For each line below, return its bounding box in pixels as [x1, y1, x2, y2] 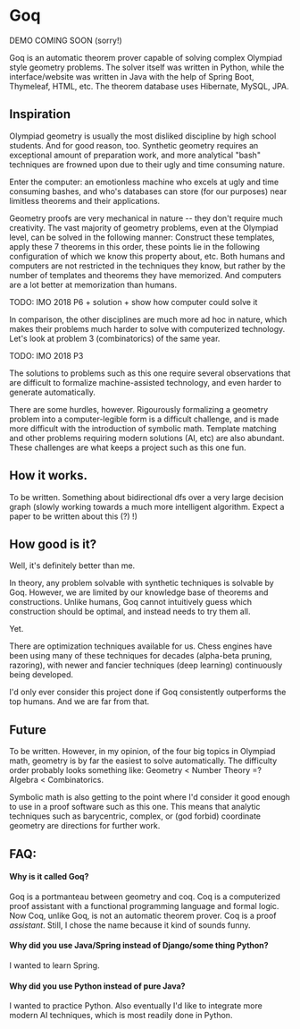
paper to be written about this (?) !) [9, 511, 138, 522]
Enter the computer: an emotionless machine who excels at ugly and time [9, 176, 279, 187]
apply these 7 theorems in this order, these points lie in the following [9, 241, 261, 251]
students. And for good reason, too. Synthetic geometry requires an [9, 140, 259, 150]
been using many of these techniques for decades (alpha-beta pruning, [9, 651, 272, 661]
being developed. [9, 669, 74, 680]
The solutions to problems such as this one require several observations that [9, 368, 291, 378]
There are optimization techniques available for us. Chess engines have [9, 641, 272, 651]
